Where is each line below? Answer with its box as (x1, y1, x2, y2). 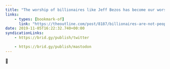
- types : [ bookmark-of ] (14, 16, 65, 21)
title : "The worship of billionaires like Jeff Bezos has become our (5, 7, 155, 12)
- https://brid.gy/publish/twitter (14, 35, 90, 40)
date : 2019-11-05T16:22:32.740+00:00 (5, 26, 85, 31)
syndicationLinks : (5, 30, 44, 35)
